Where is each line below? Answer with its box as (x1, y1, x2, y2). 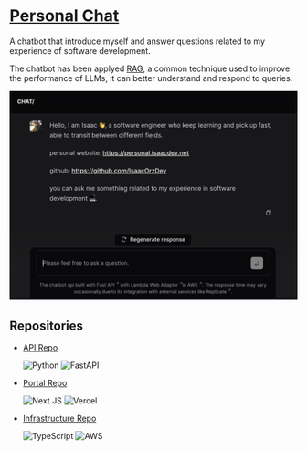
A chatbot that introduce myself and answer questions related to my (9, 36, 266, 47)
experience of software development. (9, 45, 151, 56)
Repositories (9, 318, 84, 333)
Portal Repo (22, 377, 68, 388)
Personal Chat (9, 5, 120, 26)
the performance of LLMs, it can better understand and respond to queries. (9, 72, 293, 83)
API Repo (22, 341, 58, 352)
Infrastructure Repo (22, 413, 97, 424)
